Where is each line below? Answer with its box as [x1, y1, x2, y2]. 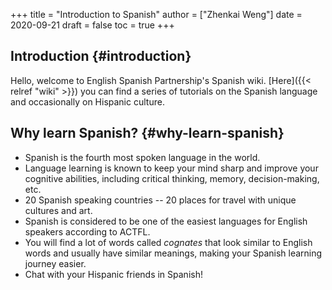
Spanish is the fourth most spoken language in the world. [24, 151, 261, 163]
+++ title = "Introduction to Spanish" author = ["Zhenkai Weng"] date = [10, 9, 303, 20]
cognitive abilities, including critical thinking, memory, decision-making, [24, 172, 320, 184]
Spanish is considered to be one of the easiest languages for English [24, 215, 308, 227]
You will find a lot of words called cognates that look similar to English [24, 236, 313, 248]
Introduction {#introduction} [10, 48, 192, 65]
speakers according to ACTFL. [24, 225, 151, 238]
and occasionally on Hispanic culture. [10, 95, 165, 108]
